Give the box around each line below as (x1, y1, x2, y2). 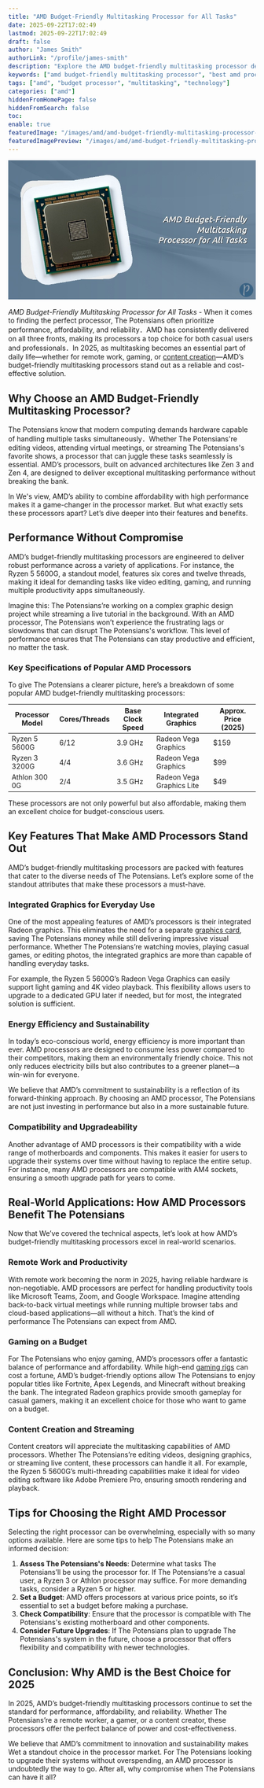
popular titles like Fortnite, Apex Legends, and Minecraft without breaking (8, 1379, 246, 1388)
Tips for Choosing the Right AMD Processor (8, 1506, 226, 1520)
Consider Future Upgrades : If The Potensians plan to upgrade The (19, 1626, 236, 1635)
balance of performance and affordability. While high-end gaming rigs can (8, 1362, 249, 1372)
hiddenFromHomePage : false (8, 95, 97, 104)
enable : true (8, 120, 51, 129)
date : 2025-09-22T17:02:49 (8, 20, 97, 29)
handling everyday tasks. (8, 959, 90, 968)
